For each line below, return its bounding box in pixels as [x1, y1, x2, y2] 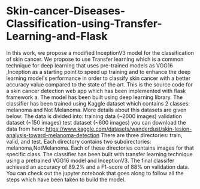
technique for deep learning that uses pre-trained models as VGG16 [6, 61, 174, 69]
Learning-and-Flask [6, 30, 108, 43]
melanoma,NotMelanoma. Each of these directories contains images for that [6, 144, 195, 151]
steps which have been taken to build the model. [6, 176, 126, 183]
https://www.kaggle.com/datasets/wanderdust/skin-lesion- [46, 125, 192, 132]
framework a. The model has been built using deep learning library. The [6, 94, 183, 101]
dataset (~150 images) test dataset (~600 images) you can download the [6, 119, 186, 126]
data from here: [6, 125, 45, 132]
